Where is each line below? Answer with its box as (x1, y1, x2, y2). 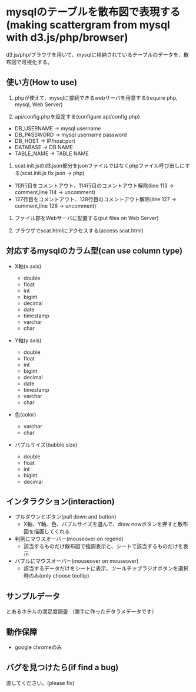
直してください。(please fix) (6, 679, 75, 686)
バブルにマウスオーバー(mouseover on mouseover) (14, 557, 139, 565)
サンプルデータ (6, 591, 61, 601)
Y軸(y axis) (14, 337, 42, 344)
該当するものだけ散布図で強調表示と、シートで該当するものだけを (23, 543, 184, 550)
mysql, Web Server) (14, 101, 63, 108)
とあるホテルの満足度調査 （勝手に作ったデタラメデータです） (6, 608, 157, 615)
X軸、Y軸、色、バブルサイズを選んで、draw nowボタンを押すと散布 (23, 520, 188, 528)
